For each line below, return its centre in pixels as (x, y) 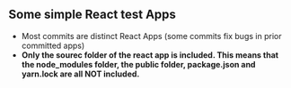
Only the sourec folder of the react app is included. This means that (150, 55)
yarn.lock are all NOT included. (80, 74)
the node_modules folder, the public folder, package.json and (138, 64)
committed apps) (53, 45)
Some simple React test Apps (93, 15)
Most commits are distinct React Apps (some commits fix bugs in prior (151, 36)
